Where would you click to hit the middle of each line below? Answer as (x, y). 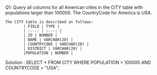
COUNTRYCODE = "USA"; (32, 68)
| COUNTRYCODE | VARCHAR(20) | (56, 44)
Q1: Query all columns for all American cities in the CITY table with (74, 7)
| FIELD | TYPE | (41, 26)
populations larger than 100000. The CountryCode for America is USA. (79, 13)
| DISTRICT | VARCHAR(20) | (53, 49)
